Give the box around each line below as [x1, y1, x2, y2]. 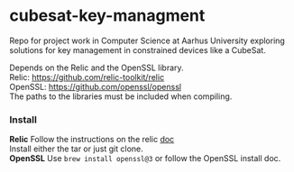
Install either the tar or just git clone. [9, 143, 144, 154]
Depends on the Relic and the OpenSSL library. [9, 62, 184, 73]
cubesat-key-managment [9, 5, 206, 26]
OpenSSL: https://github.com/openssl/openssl [9, 81, 182, 92]
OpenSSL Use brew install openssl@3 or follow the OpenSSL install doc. [9, 153, 281, 164]
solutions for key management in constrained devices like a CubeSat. [9, 44, 266, 55]
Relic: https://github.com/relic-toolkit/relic [9, 71, 165, 82]
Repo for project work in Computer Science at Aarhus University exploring [9, 35, 286, 46]
